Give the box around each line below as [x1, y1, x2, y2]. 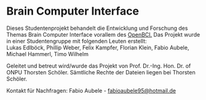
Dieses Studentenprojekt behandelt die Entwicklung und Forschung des [6, 24, 188, 32]
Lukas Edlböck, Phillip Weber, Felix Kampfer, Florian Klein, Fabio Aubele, [6, 44, 189, 51]
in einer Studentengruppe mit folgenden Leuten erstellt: [6, 37, 147, 45]
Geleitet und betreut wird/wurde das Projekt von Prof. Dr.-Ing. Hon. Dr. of [6, 62, 191, 70]
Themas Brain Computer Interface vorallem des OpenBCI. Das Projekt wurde [6, 30, 200, 38]
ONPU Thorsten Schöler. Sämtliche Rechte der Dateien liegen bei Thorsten [6, 68, 196, 76]
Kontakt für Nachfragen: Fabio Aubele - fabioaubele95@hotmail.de [6, 87, 176, 94]
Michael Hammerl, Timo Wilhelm [6, 50, 89, 57]
